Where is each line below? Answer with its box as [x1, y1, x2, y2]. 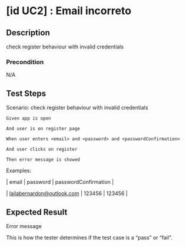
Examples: [6, 167, 31, 174]
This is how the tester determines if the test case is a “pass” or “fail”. [6, 234, 172, 241]
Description [6, 28, 50, 38]
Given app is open [6, 116, 51, 121]
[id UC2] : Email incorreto [6, 4, 131, 18]
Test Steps [6, 88, 46, 98]
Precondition [6, 58, 44, 66]
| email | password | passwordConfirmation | [6, 179, 114, 186]
